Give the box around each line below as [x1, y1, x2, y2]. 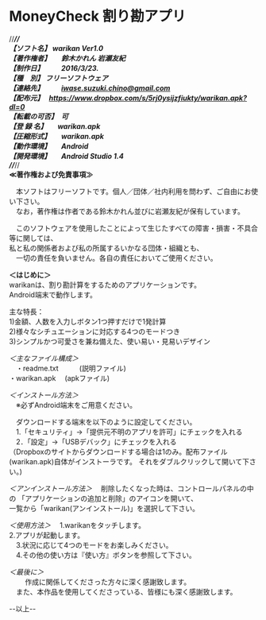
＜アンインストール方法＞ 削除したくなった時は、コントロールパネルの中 [9, 483, 255, 493]
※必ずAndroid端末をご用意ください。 [15, 400, 137, 409]
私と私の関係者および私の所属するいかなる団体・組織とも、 [9, 243, 204, 253]
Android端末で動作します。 [9, 289, 98, 299]
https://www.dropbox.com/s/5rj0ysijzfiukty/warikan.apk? [48, 93, 248, 103]
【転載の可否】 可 [9, 111, 68, 121]
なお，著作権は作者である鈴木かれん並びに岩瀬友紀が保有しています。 [15, 206, 245, 215]
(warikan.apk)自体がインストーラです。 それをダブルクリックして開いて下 [9, 456, 249, 466]
